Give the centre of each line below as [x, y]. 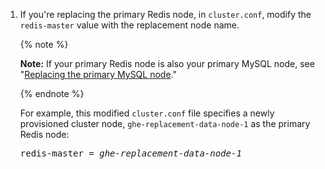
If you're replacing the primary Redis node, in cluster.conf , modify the [165, 14]
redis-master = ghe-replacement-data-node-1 [130, 153]
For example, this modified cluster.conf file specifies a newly [147, 113]
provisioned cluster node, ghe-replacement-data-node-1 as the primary [165, 123]
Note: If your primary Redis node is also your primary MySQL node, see [167, 63]
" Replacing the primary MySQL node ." [98, 74]
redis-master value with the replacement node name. [129, 25]
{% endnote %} [52, 93]
